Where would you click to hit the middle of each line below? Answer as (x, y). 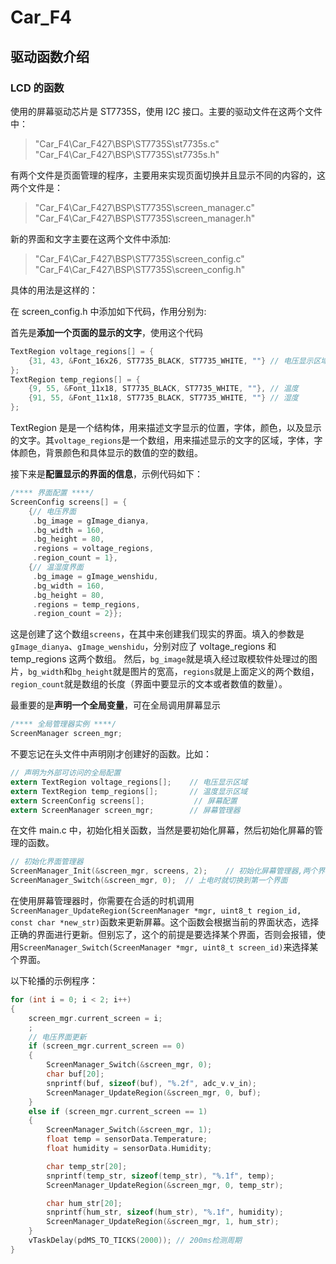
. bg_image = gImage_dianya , (91, 521)
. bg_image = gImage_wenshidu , (95, 576)
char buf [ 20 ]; (75, 1074)
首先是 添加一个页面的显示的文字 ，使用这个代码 (106, 332)
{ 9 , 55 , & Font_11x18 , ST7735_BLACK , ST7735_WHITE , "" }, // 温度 (163, 389)
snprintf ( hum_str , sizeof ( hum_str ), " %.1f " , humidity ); (165, 1212)
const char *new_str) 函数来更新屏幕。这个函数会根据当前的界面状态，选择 (165, 922)
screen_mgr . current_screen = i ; (95, 1018)
